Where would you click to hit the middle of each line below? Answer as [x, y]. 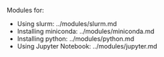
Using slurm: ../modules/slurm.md [67, 24]
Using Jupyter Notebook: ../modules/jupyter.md [87, 46]
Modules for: [25, 10]
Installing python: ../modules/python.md [76, 39]
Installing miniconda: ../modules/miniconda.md [86, 31]
